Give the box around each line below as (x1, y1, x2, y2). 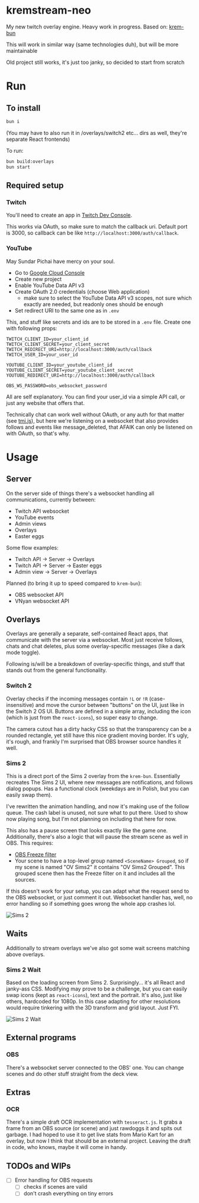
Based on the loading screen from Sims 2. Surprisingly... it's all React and (6, 979, 185, 986)
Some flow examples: (6, 544, 59, 551)
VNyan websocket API (14, 597, 70, 604)
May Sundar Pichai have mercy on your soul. (6, 258, 115, 265)
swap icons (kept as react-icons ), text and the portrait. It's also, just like (6, 992, 182, 999)
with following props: (6, 324, 57, 332)
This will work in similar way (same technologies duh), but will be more (6, 41, 179, 48)
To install (6, 103, 41, 113)
